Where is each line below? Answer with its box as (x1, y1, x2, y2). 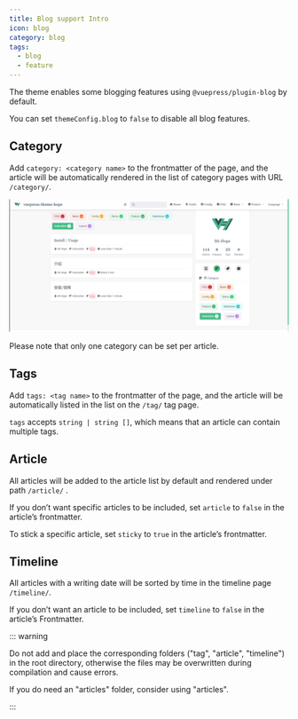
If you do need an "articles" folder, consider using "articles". (9, 684, 229, 695)
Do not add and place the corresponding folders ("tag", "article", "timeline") (9, 648, 286, 659)
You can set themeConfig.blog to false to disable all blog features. (9, 114, 251, 123)
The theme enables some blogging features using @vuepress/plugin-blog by (9, 87, 288, 97)
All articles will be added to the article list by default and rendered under (9, 475, 273, 486)
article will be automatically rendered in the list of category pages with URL (9, 171, 284, 182)
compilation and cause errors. (9, 667, 119, 678)
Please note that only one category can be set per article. (9, 341, 219, 352)
